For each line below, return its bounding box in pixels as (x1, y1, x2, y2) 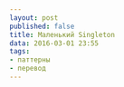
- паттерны (9, 55, 51, 64)
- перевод (9, 64, 47, 73)
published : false (9, 22, 75, 31)
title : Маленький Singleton (9, 30, 116, 39)
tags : (9, 47, 30, 56)
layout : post (9, 13, 59, 23)
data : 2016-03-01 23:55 (9, 38, 100, 48)
